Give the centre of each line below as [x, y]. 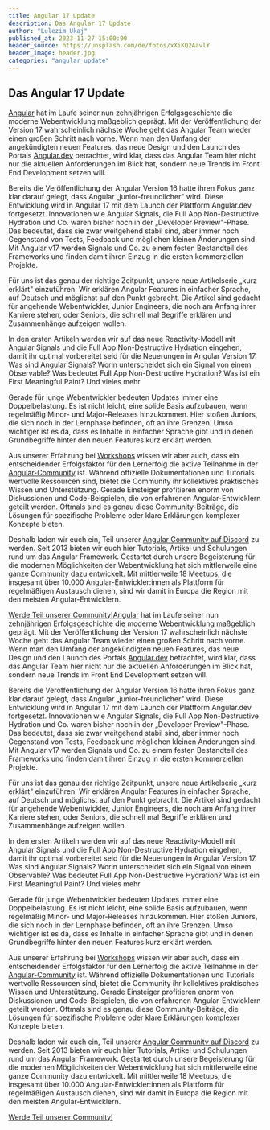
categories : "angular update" [59, 61]
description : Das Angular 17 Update [70, 23]
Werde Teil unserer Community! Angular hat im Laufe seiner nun [113, 614]
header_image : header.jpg [51, 53]
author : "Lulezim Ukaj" [48, 31]
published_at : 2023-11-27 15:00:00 [68, 38]
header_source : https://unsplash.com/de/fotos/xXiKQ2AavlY [109, 46]
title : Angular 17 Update [51, 16]
